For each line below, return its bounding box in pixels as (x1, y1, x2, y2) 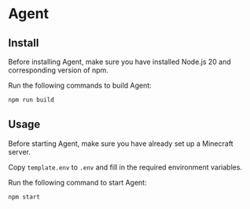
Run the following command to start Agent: (8, 177, 147, 187)
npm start (8, 192, 41, 201)
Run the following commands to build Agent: (8, 80, 152, 90)
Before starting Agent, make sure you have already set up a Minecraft (8, 139, 233, 148)
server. (8, 147, 31, 156)
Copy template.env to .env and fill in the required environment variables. (8, 162, 242, 172)
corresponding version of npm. (8, 65, 108, 75)
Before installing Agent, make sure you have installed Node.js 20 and (8, 57, 232, 66)
